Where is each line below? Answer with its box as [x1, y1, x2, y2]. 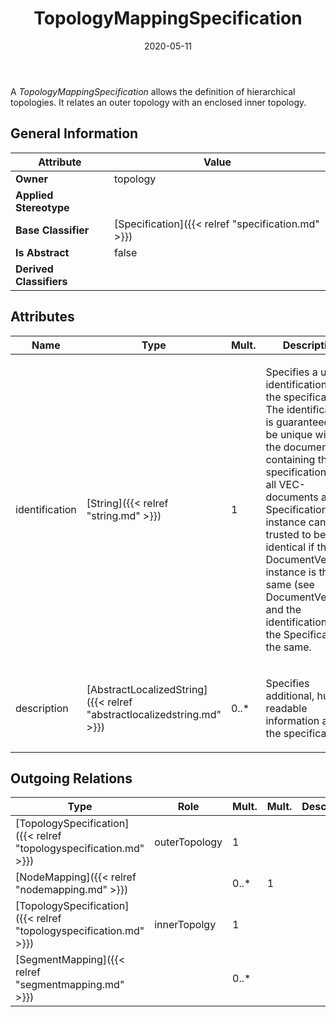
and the [265, 602, 302, 616]
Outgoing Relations [10, 770, 133, 787]
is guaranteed [265, 415, 331, 429]
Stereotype [15, 200, 70, 214]
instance [265, 515, 307, 529]
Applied [15, 188, 54, 202]
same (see [265, 577, 315, 591]
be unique [265, 427, 313, 441]
